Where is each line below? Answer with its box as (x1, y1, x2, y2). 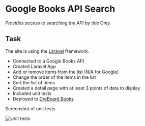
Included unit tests (12, 90, 52, 97)
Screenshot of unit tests (5, 105, 55, 112)
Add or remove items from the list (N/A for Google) (12, 69, 119, 75)
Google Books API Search (5, 3, 115, 15)
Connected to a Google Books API (12, 58, 84, 64)
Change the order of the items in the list (12, 74, 96, 80)
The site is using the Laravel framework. (5, 48, 90, 54)
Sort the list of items (12, 79, 55, 85)
